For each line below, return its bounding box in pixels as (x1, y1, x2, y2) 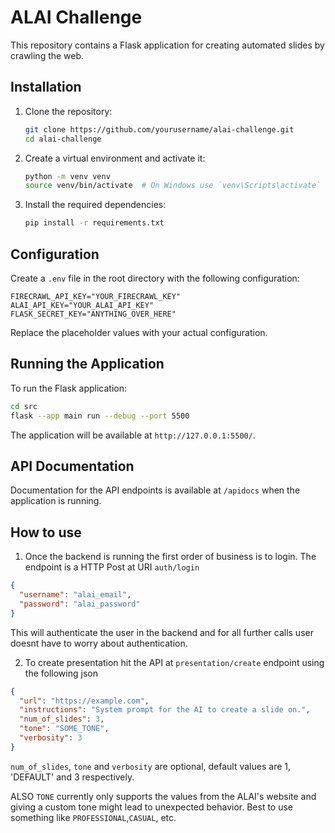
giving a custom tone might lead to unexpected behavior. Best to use (10, 801, 294, 813)
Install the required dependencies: (24, 199, 167, 211)
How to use (10, 524, 82, 541)
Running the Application (10, 356, 165, 373)
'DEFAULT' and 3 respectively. (10, 771, 135, 783)
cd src (10, 401, 38, 411)
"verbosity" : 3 (19, 733, 83, 743)
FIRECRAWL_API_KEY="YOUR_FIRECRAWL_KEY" (10, 291, 182, 301)
